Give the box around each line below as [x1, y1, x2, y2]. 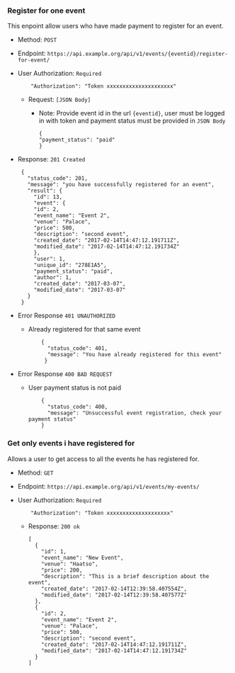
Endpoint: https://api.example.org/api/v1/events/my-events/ [17, 482, 200, 490]
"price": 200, [41, 566, 83, 574]
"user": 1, [33, 256, 66, 263]
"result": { [27, 187, 63, 195]
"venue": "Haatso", [41, 560, 99, 567]
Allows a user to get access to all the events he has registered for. [7, 454, 200, 463]
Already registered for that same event [28, 325, 141, 334]
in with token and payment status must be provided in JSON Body [38, 116, 226, 125]
